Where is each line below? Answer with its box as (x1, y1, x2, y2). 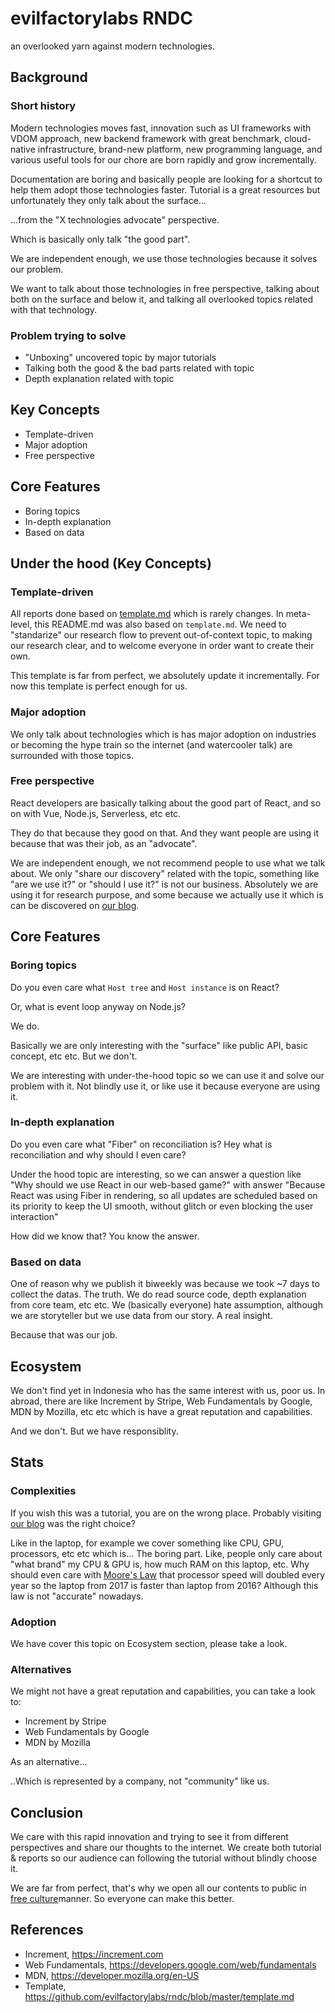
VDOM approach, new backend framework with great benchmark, (10, 132, 282, 144)
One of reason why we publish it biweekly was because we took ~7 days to (10, 1278, 320, 1290)
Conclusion (10, 1804, 84, 1821)
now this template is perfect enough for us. (10, 680, 188, 692)
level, (10, 618, 33, 631)
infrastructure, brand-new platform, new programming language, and (37, 143, 323, 155)
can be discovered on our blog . (10, 899, 140, 911)
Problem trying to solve (10, 328, 127, 342)
